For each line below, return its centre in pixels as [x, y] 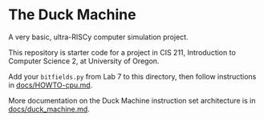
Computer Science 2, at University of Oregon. [84, 61]
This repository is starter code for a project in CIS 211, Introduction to [122, 52]
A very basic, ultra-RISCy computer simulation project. [98, 37]
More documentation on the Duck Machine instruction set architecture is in [132, 100]
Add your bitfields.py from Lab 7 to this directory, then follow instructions [132, 76]
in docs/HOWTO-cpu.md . [51, 85]
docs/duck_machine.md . [49, 109]
